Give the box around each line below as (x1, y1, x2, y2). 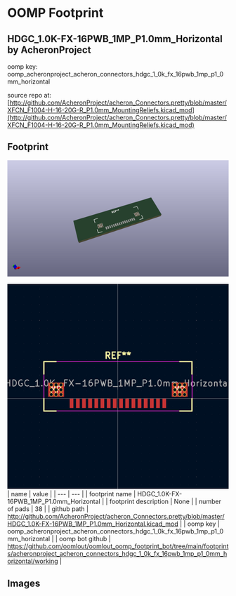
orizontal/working (7, 557, 58, 566)
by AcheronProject (7, 44, 91, 55)
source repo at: (7, 91, 51, 99)
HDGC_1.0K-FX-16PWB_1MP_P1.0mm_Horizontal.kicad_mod (7, 519, 179, 528)
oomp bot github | (59, 535, 111, 543)
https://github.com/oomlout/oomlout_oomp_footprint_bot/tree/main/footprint (7, 542, 229, 550)
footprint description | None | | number (109, 497, 221, 506)
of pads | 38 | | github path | (7, 505, 89, 513)
